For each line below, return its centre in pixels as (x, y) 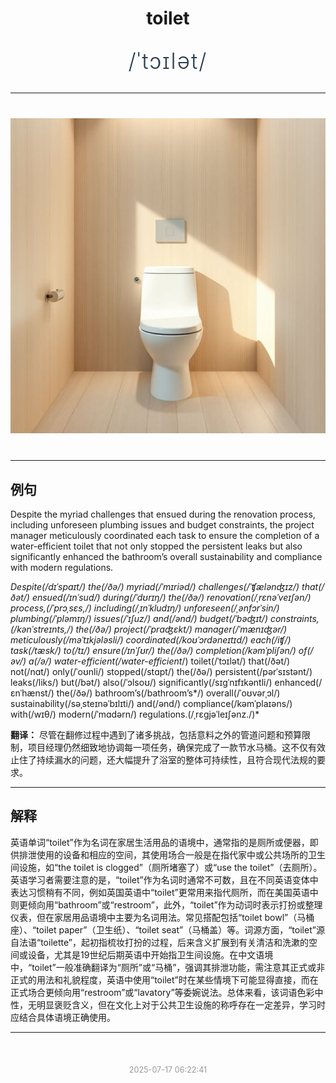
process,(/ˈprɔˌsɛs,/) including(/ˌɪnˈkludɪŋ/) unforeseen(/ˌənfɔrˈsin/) (145, 608)
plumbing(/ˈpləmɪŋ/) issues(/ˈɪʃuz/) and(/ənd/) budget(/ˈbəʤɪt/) (139, 618)
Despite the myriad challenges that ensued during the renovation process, (163, 514)
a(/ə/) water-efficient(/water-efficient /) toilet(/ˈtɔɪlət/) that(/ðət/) (159, 661)
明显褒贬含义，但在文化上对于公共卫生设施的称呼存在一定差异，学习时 (181, 1004)
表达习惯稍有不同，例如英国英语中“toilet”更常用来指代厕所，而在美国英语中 (164, 892)
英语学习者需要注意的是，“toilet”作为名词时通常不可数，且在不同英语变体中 (164, 879)
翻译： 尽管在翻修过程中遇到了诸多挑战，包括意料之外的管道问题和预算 (156, 735)
